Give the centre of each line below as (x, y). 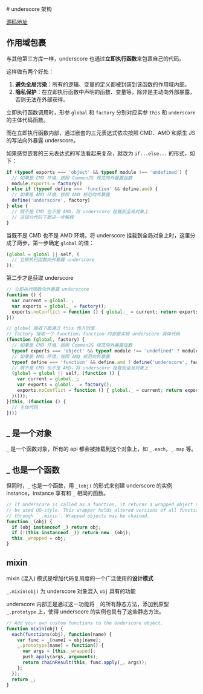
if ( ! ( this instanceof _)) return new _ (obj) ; (71, 533)
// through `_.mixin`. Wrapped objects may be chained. (78, 516)
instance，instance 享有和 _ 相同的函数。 (57, 493)
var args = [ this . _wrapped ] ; (59, 651)
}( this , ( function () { (36, 402)
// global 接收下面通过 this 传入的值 (50, 328)
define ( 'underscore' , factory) (51, 200)
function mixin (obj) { (35, 629)
